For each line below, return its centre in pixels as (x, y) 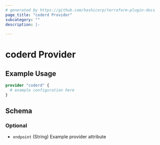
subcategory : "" (23, 20)
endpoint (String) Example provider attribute (59, 137)
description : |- (23, 24)
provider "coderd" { (28, 85)
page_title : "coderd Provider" (39, 15)
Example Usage (31, 73)
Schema (19, 111)
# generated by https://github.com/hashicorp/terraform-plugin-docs (80, 10)
